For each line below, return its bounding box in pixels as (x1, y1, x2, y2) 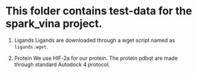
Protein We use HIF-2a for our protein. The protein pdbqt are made (14, 54, 178, 61)
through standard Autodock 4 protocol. (14, 61, 111, 68)
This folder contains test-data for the (5, 4, 193, 18)
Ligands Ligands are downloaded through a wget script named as (14, 36, 175, 44)
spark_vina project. (5, 17, 102, 30)
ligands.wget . (14, 43, 48, 50)
